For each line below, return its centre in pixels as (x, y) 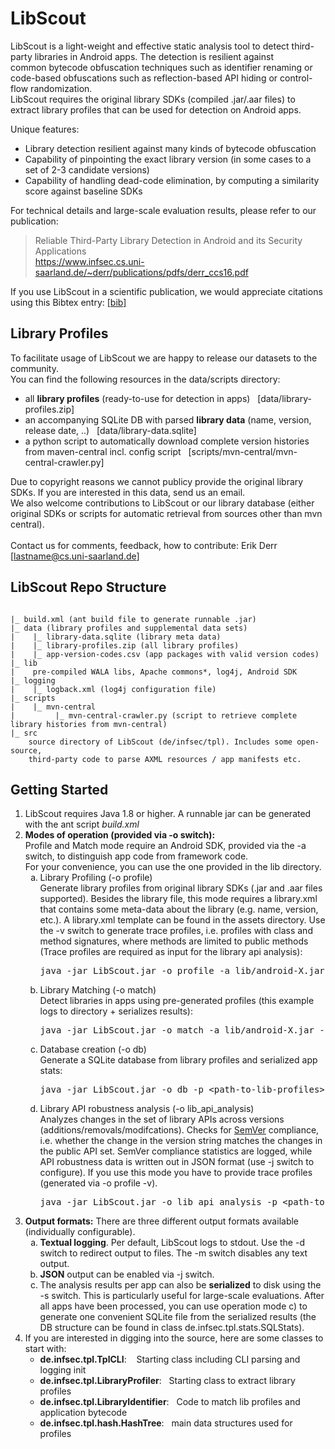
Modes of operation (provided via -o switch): (120, 835)
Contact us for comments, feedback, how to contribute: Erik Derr (144, 545)
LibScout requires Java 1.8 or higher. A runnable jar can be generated (168, 814)
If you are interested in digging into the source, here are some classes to (174, 1338)
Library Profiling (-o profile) (96, 878)
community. (34, 368)
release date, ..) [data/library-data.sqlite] (110, 430)
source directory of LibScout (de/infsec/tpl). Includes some (160, 742)
